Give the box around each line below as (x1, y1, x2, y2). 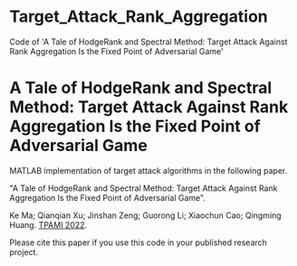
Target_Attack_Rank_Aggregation (9, 6, 269, 27)
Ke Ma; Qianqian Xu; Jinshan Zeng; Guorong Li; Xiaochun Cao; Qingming (9, 210, 283, 221)
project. (9, 246, 39, 257)
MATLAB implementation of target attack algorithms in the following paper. (9, 165, 288, 176)
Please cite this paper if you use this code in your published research (9, 237, 267, 248)
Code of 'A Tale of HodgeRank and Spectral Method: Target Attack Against (9, 36, 288, 47)
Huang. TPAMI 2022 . (9, 219, 88, 230)
